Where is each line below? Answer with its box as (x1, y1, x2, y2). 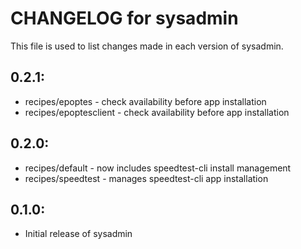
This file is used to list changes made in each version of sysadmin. (10, 40, 284, 52)
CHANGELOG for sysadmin (10, 7, 239, 30)
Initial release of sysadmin (24, 228, 133, 240)
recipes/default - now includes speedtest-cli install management (24, 162, 292, 174)
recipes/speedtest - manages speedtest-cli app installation (24, 172, 269, 184)
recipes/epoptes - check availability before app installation (24, 95, 267, 107)
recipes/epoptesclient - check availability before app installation (24, 106, 290, 118)
